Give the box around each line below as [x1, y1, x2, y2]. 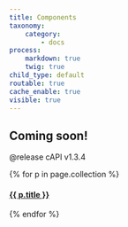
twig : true [25, 63, 65, 72]
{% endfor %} [9, 209, 60, 220]
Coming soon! [9, 128, 88, 143]
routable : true [9, 79, 65, 88]
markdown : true [25, 54, 81, 63]
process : [9, 46, 41, 55]
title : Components [9, 12, 77, 22]
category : [25, 29, 62, 38]
